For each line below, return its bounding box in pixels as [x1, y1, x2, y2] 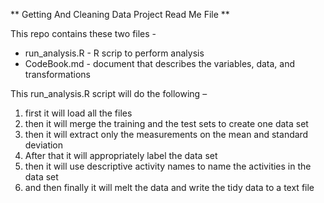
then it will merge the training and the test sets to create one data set [24, 118, 309, 129]
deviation [24, 139, 64, 151]
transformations [24, 69, 91, 80]
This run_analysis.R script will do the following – [10, 88, 208, 99]
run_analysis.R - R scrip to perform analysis [24, 47, 205, 59]
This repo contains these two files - [10, 28, 157, 39]
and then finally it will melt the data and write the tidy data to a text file [24, 182, 315, 193]
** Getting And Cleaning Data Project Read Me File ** [10, 9, 230, 20]
